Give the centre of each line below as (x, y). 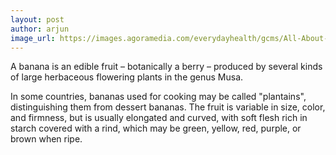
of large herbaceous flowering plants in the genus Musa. (127, 77)
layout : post (37, 19)
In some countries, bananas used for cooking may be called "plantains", (158, 97)
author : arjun (40, 29)
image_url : (33, 38)
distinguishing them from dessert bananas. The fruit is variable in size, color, (168, 107)
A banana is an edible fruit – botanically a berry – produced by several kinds (166, 67)
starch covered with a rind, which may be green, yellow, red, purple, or (156, 128)
